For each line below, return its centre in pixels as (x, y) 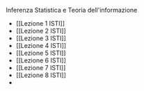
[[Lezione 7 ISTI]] (41, 68)
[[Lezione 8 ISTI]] (41, 75)
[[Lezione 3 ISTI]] (41, 38)
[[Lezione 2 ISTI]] (41, 31)
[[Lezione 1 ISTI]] (40, 23)
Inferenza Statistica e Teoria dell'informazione (72, 10)
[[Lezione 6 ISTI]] (41, 60)
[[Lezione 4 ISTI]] (41, 45)
